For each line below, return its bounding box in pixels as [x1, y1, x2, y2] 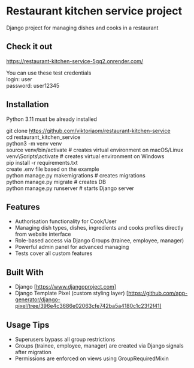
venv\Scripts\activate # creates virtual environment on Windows [6, 152, 165, 160]
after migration [14, 349, 52, 355]
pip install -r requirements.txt [6, 159, 78, 166]
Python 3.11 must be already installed [6, 115, 98, 123]
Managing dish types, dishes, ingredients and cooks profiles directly [14, 224, 184, 232]
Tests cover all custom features [14, 250, 93, 257]
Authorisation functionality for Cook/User [14, 218, 117, 225]
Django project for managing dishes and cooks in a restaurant [6, 24, 159, 31]
